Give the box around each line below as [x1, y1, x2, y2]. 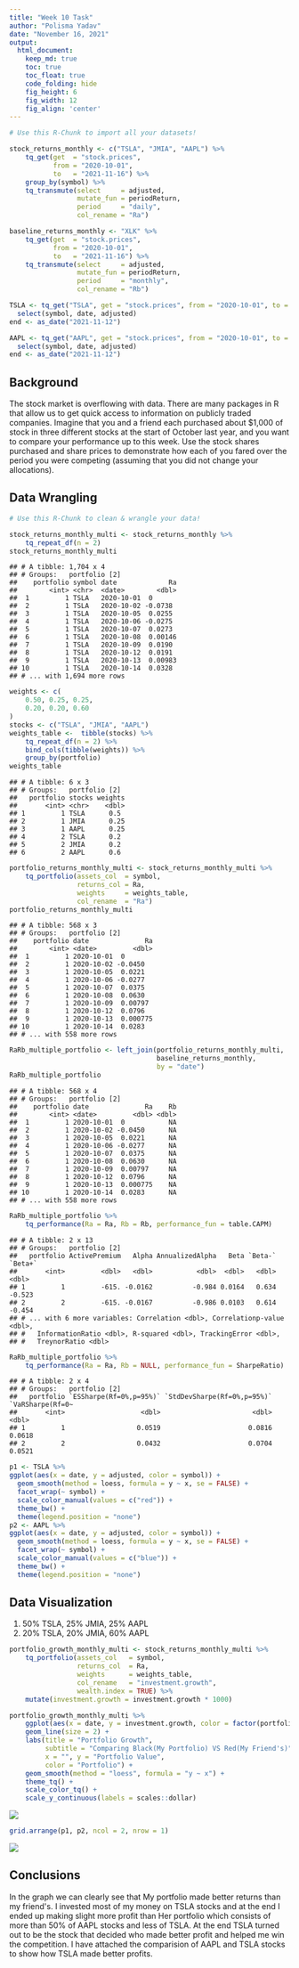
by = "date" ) [156, 1062, 205, 1071]
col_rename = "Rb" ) [77, 285, 149, 294]
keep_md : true [25, 54, 77, 63]
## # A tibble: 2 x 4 [9, 1377, 90, 1386]
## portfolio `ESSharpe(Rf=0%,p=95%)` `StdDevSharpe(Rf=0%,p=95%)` [9, 1393, 273, 1402]
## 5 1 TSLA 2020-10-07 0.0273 [9, 625, 174, 634]
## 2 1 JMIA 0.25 [9, 817, 125, 826]
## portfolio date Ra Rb [9, 1102, 177, 1111]
